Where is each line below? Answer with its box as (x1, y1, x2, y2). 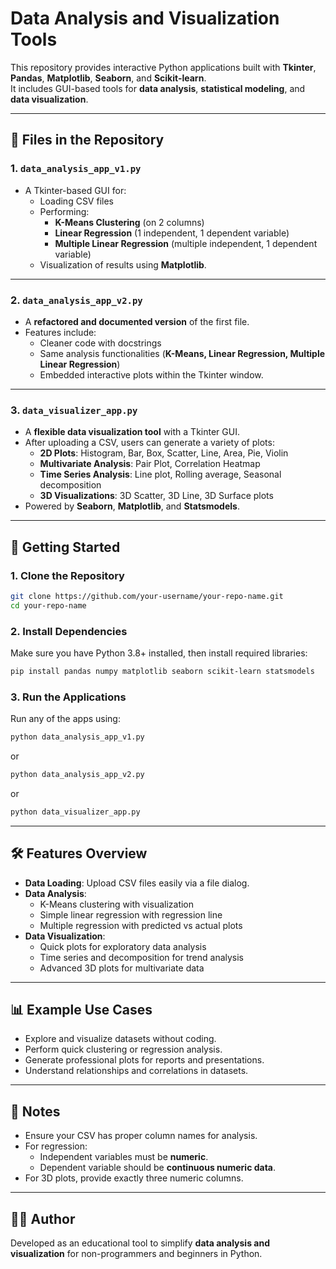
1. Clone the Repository (10, 568, 125, 582)
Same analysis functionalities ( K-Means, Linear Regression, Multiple (39, 347, 326, 359)
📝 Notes (10, 1103, 61, 1120)
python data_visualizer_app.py (10, 807, 141, 817)
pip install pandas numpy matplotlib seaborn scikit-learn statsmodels (10, 666, 315, 676)
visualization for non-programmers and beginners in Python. (10, 1248, 263, 1259)
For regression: (24, 1140, 88, 1152)
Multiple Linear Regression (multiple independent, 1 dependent (54, 237, 318, 249)
